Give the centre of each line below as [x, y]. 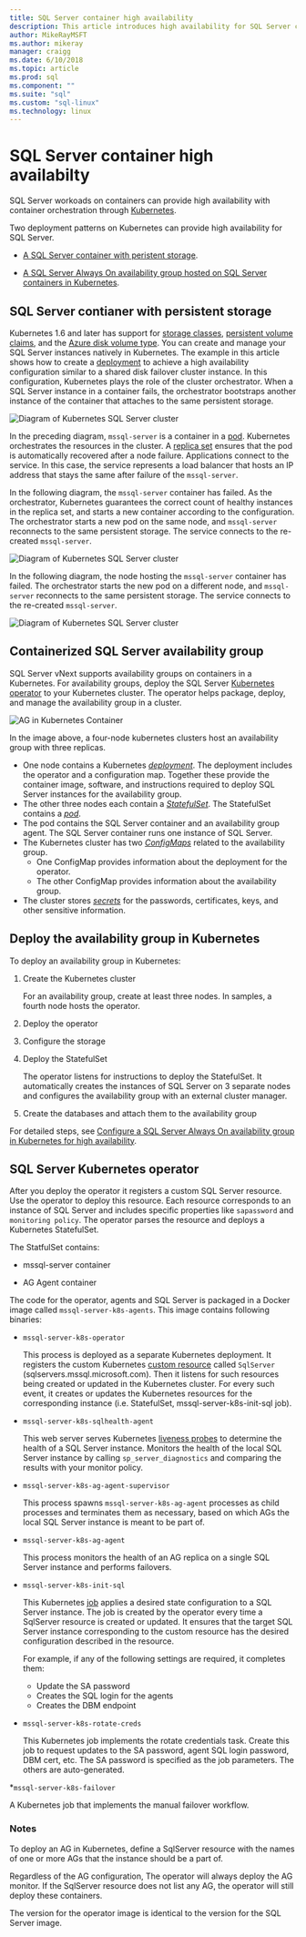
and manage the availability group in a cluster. [96, 702]
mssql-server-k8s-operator [74, 1338]
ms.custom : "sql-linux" [55, 102]
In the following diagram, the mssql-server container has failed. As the [141, 492]
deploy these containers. [56, 1895]
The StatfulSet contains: [55, 1248]
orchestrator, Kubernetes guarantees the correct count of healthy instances [151, 502]
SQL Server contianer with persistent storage [141, 311]
